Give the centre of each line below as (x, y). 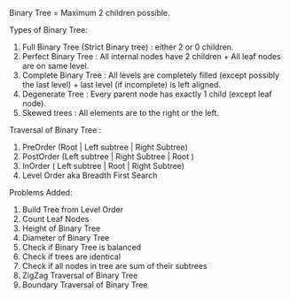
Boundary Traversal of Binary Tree (85, 285)
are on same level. (55, 66)
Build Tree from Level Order (73, 210)
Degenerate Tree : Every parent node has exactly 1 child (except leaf (147, 94)
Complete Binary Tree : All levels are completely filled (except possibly (151, 75)
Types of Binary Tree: (49, 30)
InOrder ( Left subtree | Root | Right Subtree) (103, 166)
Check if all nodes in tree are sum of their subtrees (114, 266)
